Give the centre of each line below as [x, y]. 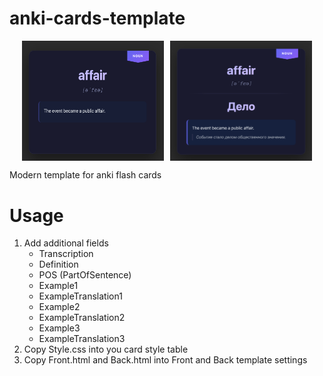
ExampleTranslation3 [82, 339]
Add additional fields [66, 243]
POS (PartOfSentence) [85, 275]
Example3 [59, 328]
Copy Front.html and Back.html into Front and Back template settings [165, 360]
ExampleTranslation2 [82, 318]
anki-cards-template [97, 18]
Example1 [58, 286]
